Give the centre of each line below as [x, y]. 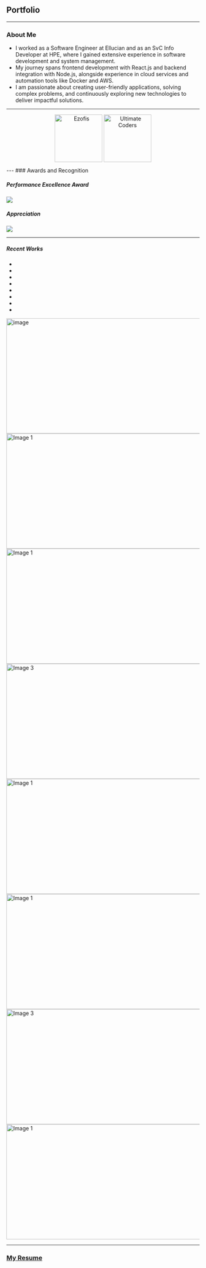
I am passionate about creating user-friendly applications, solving [98, 87]
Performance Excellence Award [48, 184]
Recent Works [25, 249]
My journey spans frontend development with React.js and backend [101, 68]
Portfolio [23, 10]
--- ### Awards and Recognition [48, 171]
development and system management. [65, 61]
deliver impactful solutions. [49, 100]
